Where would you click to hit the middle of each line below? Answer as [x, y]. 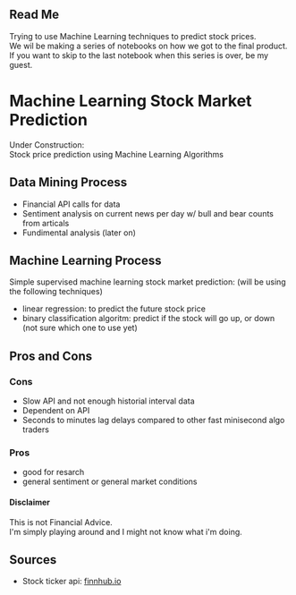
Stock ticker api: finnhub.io [72, 582]
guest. [21, 64]
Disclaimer [30, 502]
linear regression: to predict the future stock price [114, 309]
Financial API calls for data [71, 204]
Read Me [34, 15]
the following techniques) [56, 292]
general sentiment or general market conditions [110, 481]
